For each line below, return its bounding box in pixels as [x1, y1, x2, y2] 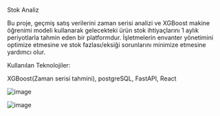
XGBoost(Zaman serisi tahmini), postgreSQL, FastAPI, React [7, 74, 177, 83]
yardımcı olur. [7, 48, 46, 56]
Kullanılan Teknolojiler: [7, 61, 71, 69]
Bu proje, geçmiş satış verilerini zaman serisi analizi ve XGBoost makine [7, 19, 210, 27]
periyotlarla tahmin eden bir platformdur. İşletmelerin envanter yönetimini [7, 33, 214, 42]
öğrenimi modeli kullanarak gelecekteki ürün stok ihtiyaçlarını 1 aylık [7, 27, 199, 34]
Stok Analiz [7, 6, 39, 14]
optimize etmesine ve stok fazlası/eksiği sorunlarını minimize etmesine [7, 41, 206, 48]
